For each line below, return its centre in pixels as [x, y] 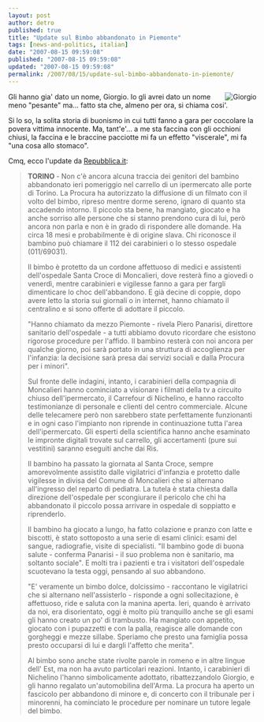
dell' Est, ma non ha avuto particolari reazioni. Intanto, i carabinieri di [139, 668]
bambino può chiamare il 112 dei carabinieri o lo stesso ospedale [132, 243]
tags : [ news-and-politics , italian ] [68, 45]
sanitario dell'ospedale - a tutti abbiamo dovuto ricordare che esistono [141, 332]
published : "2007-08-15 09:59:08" [65, 60]
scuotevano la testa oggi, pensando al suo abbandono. [117, 571]
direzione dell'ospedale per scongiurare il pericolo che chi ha [126, 497]
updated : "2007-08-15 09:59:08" [61, 67]
